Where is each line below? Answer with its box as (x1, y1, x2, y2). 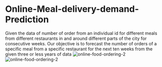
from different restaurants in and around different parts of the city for (5, 35, 147, 41)
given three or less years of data (5, 51, 72, 57)
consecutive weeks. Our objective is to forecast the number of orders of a (5, 40, 157, 46)
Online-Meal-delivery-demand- (5, 3, 139, 15)
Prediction (5, 14, 49, 25)
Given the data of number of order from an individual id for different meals (5, 30, 158, 36)
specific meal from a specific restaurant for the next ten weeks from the (5, 46, 153, 52)
